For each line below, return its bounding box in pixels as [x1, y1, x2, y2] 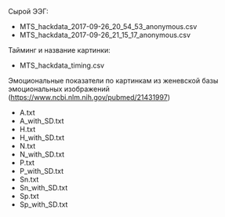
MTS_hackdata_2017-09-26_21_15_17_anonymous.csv [19, 31, 191, 39]
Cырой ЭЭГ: [8, 7, 49, 16]
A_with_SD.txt [19, 116, 64, 125]
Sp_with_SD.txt [19, 200, 68, 209]
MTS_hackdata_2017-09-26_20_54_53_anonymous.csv [19, 22, 198, 31]
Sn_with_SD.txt [19, 183, 68, 192]
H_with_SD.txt [19, 133, 65, 142]
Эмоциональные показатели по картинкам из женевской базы [8, 76, 219, 85]
